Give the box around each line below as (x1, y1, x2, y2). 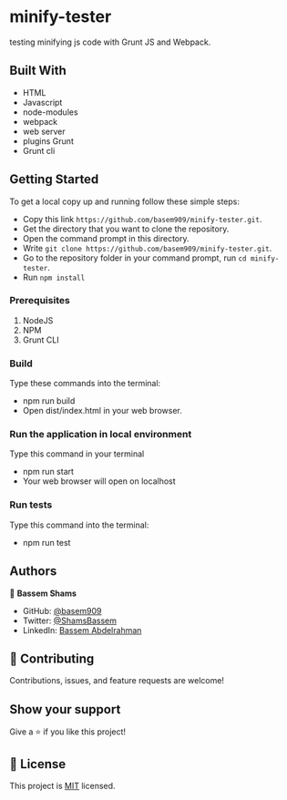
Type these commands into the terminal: (9, 378, 161, 389)
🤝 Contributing (9, 651, 95, 666)
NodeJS (22, 314, 54, 325)
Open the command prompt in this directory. (22, 232, 190, 243)
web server (22, 126, 66, 137)
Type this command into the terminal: (9, 519, 149, 530)
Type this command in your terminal (9, 448, 145, 459)
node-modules (22, 107, 79, 118)
